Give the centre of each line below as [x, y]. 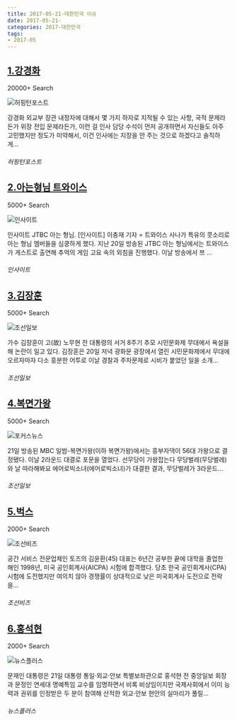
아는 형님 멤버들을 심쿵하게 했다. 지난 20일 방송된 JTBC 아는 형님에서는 [106, 243]
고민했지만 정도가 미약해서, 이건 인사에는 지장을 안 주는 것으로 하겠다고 [104, 135]
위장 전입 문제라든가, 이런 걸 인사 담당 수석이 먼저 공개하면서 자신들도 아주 [122, 126]
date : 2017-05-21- [34, 20]
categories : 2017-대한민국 [44, 27]
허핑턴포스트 [25, 162]
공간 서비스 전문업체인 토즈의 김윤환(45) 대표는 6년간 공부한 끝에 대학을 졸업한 [115, 558]
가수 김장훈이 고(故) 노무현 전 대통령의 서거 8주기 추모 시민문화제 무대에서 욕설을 [118, 343]
